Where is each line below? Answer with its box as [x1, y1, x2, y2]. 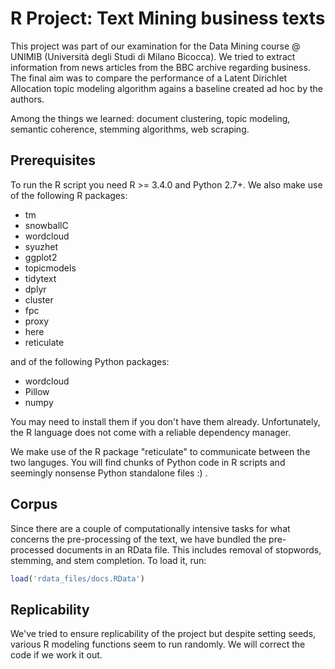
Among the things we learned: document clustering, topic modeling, [10, 112, 291, 124]
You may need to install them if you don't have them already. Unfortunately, [10, 415, 321, 427]
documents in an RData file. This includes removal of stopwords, [56, 543, 322, 556]
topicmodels [24, 262, 77, 274]
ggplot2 [24, 251, 58, 263]
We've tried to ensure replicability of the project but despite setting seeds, [10, 628, 317, 640]
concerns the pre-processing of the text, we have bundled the [10, 533, 267, 545]
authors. [10, 93, 45, 105]
